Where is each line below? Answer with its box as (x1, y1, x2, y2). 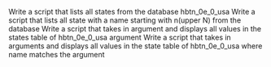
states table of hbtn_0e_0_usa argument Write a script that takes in (8, 32, 232, 42)
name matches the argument (8, 50, 105, 59)
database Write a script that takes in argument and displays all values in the (8, 24, 262, 33)
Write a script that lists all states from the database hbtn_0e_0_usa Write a (8, 7, 256, 16)
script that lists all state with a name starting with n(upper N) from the (8, 15, 242, 25)
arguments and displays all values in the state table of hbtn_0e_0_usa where (8, 41, 263, 51)
